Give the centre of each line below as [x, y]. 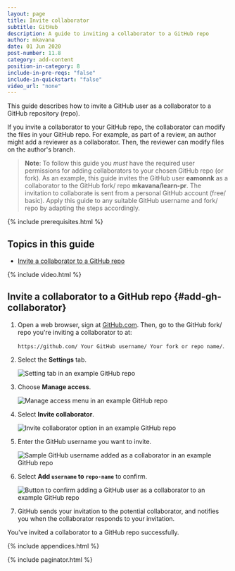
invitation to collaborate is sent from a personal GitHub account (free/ [125, 193]
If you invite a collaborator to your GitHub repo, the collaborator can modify [116, 127]
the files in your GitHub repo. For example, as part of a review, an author [112, 135]
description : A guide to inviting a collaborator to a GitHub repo [108, 33]
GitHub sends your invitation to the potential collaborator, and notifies [118, 511]
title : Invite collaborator [49, 20]
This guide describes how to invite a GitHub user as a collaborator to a [109, 106]
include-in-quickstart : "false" [55, 79]
